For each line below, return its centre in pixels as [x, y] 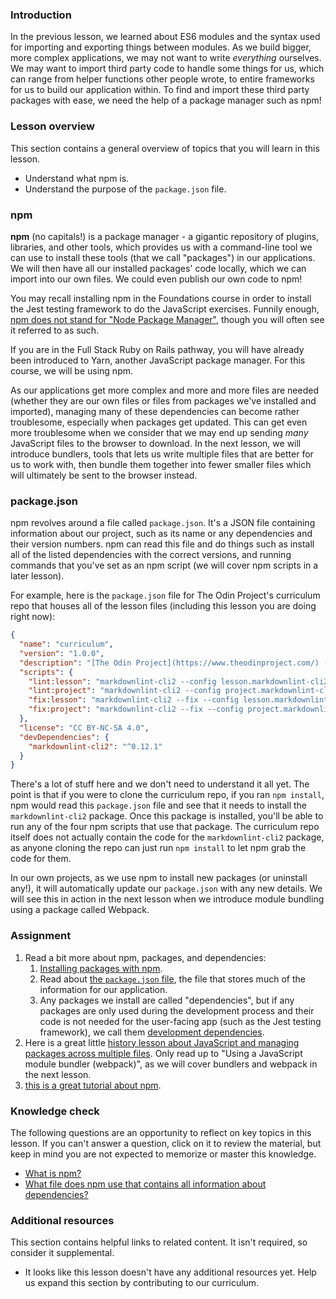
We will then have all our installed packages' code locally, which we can [158, 268]
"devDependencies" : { [64, 737]
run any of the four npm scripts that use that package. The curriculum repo [165, 827]
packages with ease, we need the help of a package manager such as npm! [166, 100]
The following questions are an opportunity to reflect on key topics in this [161, 1132]
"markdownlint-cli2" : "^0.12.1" [95, 746]
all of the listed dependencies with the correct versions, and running [151, 555]
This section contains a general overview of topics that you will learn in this [165, 148]
